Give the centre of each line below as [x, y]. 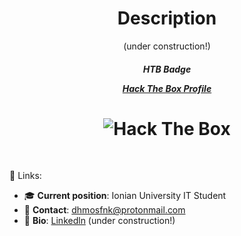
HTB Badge [167, 69]
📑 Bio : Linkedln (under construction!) [99, 221]
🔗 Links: [25, 176]
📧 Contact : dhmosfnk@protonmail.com [104, 210]
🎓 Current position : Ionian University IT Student [125, 196]
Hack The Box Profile [167, 88]
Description [167, 18]
